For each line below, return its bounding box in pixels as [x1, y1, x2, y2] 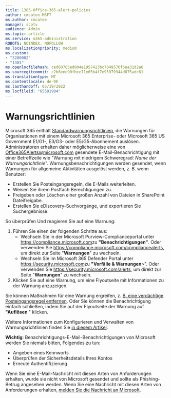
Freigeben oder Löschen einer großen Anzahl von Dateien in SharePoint [12, 192, 165, 198]
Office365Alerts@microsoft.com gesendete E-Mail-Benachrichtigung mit [5, 149, 160, 155]
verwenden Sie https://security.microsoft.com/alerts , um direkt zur [20, 266, 162, 272]
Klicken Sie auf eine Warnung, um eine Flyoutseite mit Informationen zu [12, 277, 164, 284]
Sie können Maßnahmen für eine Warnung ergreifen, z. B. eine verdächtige [5, 293, 164, 299]
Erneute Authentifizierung [12, 361, 68, 367]
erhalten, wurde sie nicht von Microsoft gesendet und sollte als [5, 376, 139, 382]
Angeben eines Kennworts [12, 350, 69, 356]
